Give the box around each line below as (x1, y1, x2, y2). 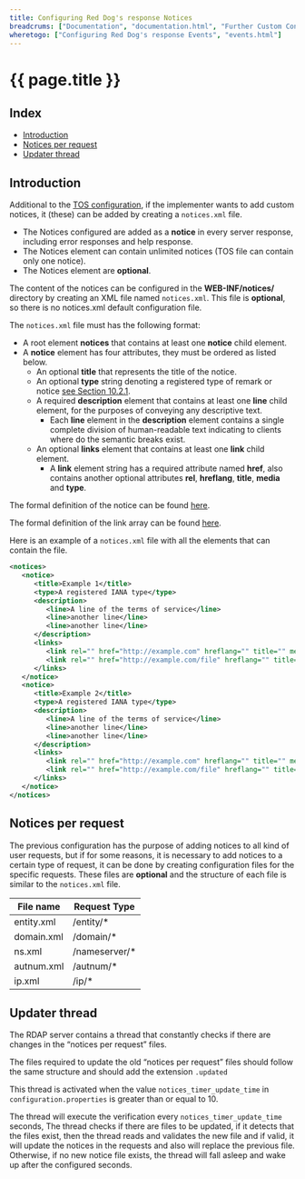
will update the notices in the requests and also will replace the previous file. (9, 1140, 295, 1151)
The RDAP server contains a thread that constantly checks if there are (9, 1029, 271, 1041)
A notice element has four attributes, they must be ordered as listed (22, 347, 277, 358)
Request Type (74, 900, 135, 913)
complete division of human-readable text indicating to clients (49, 425, 281, 435)
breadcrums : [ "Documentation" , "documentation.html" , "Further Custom (9, 22, 282, 31)
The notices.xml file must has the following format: (9, 320, 202, 331)
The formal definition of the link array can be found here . (9, 517, 222, 528)
